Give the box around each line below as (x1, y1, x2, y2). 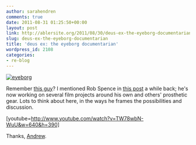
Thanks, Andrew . (6, 132, 47, 139)
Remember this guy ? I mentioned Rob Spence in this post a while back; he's (6, 85, 188, 92)
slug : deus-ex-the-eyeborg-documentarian (6, 36, 108, 42)
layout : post (6, 25, 38, 31)
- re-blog (6, 57, 30, 63)
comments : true (6, 14, 43, 20)
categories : (6, 52, 35, 58)
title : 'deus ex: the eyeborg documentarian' (6, 42, 118, 47)
